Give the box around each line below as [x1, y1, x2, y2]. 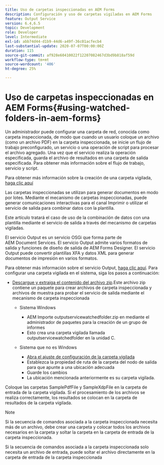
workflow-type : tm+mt [5, 57, 49, 62]
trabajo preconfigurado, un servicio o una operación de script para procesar [5, 144, 159, 150]
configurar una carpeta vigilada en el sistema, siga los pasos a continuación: [5, 270, 160, 276]
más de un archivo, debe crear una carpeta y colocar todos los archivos [5, 424, 150, 430]
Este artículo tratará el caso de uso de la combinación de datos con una [5, 214, 150, 220]
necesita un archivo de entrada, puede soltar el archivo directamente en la [5, 449, 155, 455]
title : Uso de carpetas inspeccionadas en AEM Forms [5, 7, 115, 12]
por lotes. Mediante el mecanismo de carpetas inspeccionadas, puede [5, 195, 147, 200]
